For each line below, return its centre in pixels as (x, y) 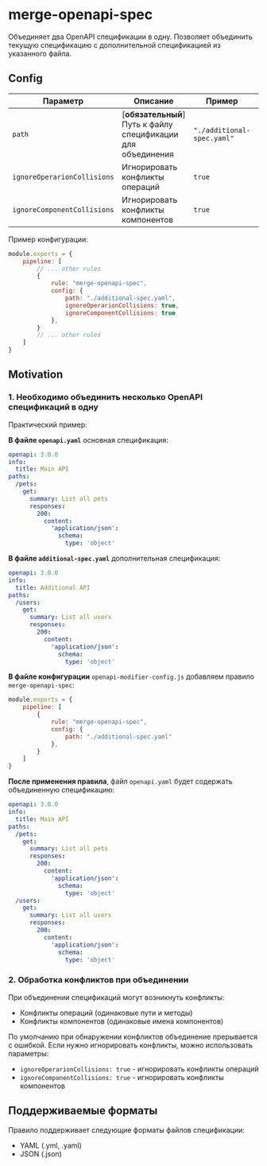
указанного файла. (40, 53)
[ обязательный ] (154, 114)
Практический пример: (48, 424)
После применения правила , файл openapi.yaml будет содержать (120, 781)
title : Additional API (53, 587)
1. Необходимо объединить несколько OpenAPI (106, 397)
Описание (154, 101)
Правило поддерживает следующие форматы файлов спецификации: (126, 1129)
